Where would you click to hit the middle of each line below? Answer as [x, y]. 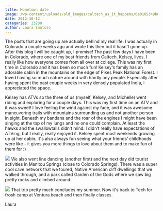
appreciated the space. [28, 88]
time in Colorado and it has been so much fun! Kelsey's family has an [74, 67]
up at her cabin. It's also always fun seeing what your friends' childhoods [78, 139]
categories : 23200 [24, 23]
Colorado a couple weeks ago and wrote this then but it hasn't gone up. [77, 47]
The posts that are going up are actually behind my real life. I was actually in [81, 41]
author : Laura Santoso [28, 28]
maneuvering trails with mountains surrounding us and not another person [79, 113]
